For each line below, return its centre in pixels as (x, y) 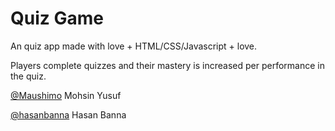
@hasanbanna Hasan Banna (68, 114)
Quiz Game (57, 18)
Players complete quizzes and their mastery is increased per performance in (167, 65)
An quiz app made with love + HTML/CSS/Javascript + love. (134, 46)
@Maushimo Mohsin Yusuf (66, 95)
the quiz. (28, 76)
